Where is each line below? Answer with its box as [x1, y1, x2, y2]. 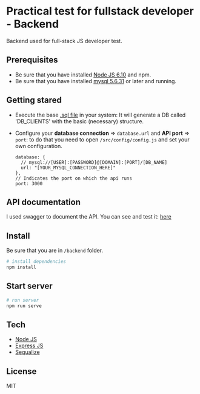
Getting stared [6, 95, 62, 106]
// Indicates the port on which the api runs [15, 175, 132, 182]
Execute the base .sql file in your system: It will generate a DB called [15, 111, 186, 118]
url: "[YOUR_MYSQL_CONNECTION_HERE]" [21, 165, 116, 171]
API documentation [6, 197, 81, 207]
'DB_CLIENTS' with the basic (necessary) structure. [15, 117, 144, 125]
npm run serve [6, 302, 42, 309]
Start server [6, 281, 53, 291]
